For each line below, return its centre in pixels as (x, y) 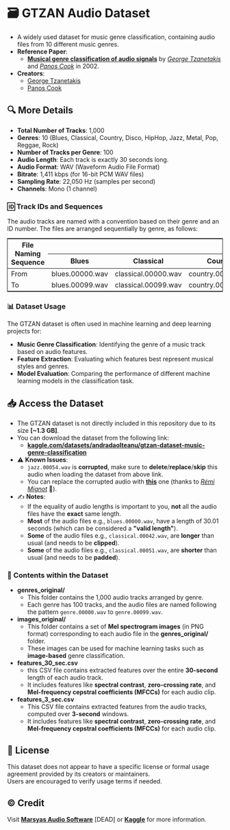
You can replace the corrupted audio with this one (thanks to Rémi (121, 482)
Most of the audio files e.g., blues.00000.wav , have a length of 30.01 (123, 521)
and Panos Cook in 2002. (63, 66)
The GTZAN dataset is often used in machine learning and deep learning (109, 324)
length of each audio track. (65, 678)
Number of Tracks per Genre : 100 (65, 152)
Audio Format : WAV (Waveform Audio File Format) (88, 167)
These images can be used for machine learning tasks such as (115, 648)
